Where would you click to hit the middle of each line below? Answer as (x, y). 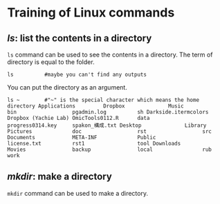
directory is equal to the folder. (51, 62)
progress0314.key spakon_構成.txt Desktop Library (107, 125)
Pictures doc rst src (110, 132)
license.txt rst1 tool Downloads (94, 143)
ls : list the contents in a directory (80, 38)
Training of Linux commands (91, 13)
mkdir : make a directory (59, 177)
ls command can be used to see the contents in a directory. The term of (110, 54)
